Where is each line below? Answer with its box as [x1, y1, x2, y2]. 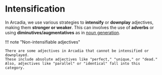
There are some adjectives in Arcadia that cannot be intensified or [5, 48, 149, 53]
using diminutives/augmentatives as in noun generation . [5, 30, 121, 35]
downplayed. [5, 52, 29, 58]
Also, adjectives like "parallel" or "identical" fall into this [5, 61, 140, 66]
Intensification [5, 3, 66, 15]
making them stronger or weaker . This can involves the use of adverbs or [5, 24, 154, 30]
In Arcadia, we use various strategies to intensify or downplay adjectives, [5, 19, 154, 25]
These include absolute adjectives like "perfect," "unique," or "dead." [5, 57, 158, 61]
